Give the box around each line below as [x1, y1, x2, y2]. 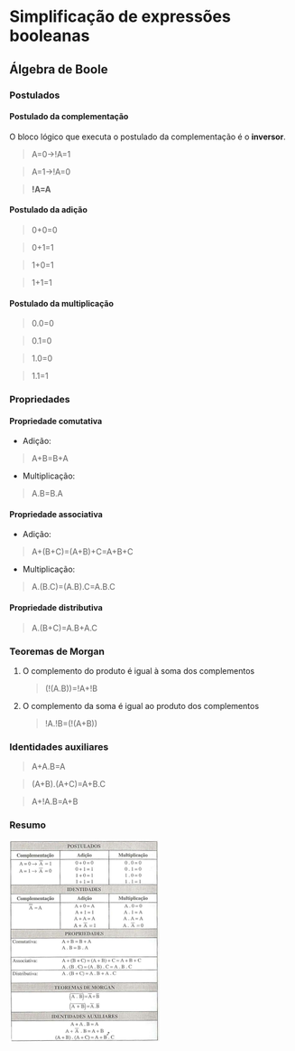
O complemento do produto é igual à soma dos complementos [22, 665, 255, 676]
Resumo [9, 819, 47, 831]
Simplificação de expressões [9, 6, 232, 27]
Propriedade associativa [9, 508, 104, 519]
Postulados [9, 89, 60, 101]
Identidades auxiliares [9, 740, 109, 753]
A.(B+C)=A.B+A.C [31, 622, 97, 633]
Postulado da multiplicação [9, 298, 115, 308]
